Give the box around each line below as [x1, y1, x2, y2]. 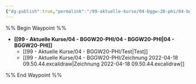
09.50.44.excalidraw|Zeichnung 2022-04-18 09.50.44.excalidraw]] [22, 60, 185, 67]
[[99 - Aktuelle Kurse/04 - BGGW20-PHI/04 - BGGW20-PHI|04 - [13, 35, 175, 42]
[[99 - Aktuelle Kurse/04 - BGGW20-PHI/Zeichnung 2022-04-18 [22, 54, 178, 61]
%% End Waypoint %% [5, 71, 62, 78]
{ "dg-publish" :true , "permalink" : [5, 8, 87, 14]
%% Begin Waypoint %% [5, 24, 67, 31]
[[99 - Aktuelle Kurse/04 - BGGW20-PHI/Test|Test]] [22, 48, 148, 55]
